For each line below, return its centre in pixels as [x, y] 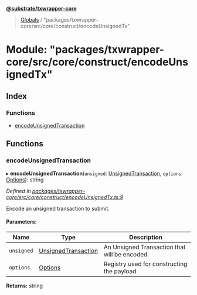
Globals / [31, 20]
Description [146, 237]
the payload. [120, 271]
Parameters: [21, 222]
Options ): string [25, 179]
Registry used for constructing [145, 264]
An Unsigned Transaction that [145, 247]
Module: [27, 50]
